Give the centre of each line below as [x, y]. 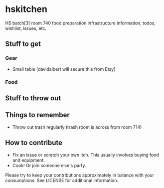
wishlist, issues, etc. [26, 28]
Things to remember [37, 115]
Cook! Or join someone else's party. [49, 165]
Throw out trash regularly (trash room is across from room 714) [77, 127]
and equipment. [28, 160]
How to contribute [34, 143]
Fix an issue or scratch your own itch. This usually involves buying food [86, 155]
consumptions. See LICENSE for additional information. [62, 180]
